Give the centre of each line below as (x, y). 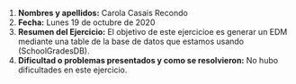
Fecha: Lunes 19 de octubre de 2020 (86, 22)
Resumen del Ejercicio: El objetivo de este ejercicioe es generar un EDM (152, 32)
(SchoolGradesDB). (54, 51)
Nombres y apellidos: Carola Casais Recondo (103, 13)
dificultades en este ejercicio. (72, 70)
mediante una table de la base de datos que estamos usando (131, 41)
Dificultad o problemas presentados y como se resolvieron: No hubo (148, 60)
